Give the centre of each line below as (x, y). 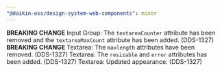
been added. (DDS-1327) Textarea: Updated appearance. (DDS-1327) (104, 61)
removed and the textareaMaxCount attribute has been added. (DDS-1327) (110, 40)
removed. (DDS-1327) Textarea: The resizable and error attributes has (107, 54)
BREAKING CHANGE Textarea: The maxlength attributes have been (101, 47)
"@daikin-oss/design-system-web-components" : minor (82, 13)
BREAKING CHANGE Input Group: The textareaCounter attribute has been (111, 33)
